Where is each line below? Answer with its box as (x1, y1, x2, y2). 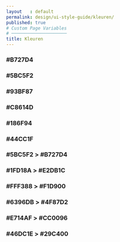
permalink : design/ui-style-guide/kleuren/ (6, 14, 115, 20)
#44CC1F (6, 135, 34, 143)
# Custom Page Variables (6, 25, 67, 31)
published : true (6, 19, 46, 25)
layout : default (6, 8, 54, 15)
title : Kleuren (6, 36, 44, 42)
